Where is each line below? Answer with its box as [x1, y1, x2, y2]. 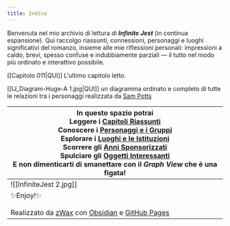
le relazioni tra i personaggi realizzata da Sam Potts [7, 92, 152, 100]
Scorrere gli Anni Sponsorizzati [62, 142, 168, 151]
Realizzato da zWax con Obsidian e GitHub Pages [10, 208, 170, 217]
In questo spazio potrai [76, 108, 154, 117]
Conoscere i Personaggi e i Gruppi [57, 125, 172, 134]
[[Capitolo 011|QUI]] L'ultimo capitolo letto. [7, 71, 127, 79]
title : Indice [7, 10, 48, 17]
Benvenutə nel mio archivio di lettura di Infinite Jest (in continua [7, 29, 188, 37]
